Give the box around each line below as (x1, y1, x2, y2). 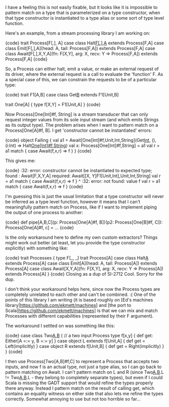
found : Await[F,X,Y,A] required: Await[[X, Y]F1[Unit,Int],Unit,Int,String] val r (5, 173, 161, 179)
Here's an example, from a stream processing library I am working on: (5, 30, 150, 36)
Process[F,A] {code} (5, 56, 48, 62)
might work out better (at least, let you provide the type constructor (5, 240, 145, 245)
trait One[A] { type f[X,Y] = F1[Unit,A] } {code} (5, 101, 101, 108)
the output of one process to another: (5, 210, 83, 215)
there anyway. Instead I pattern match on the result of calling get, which (5, 385, 155, 391)
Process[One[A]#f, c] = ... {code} (5, 225, 74, 230)
